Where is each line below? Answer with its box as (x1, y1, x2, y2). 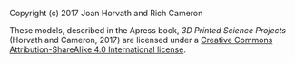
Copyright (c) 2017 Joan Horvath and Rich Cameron (9, 8, 203, 18)
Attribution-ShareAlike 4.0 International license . (9, 44, 186, 55)
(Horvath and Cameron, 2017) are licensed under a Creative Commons (9, 35, 273, 45)
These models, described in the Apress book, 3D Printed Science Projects (9, 25, 287, 35)
